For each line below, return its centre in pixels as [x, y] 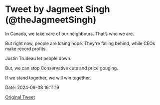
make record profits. [26, 48]
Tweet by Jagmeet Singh [58, 9]
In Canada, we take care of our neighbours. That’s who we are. [70, 33]
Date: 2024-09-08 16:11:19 [32, 87]
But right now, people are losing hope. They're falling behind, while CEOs [80, 43]
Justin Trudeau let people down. [38, 58]
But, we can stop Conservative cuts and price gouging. [62, 68]
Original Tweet [20, 97]
